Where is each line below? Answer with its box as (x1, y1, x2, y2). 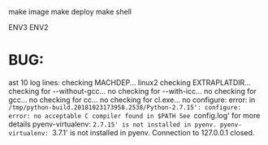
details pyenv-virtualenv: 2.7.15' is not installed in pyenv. (8, 119, 217, 129)
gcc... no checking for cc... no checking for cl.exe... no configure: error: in (8, 95, 256, 104)
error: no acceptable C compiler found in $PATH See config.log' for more (8, 110, 261, 120)
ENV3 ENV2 (8, 23, 49, 32)
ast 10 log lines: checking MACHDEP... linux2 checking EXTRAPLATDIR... (8, 77, 252, 87)
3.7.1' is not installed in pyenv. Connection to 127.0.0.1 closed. (51, 127, 255, 137)
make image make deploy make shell (8, 7, 132, 16)
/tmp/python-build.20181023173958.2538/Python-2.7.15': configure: (8, 103, 242, 112)
